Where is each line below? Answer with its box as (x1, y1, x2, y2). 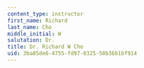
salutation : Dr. (7, 37, 55, 44)
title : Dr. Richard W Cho (7, 43, 83, 50)
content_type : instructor (7, 10, 83, 18)
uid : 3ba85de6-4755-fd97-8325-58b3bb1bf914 (7, 50, 138, 57)
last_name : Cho (7, 23, 52, 30)
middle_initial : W (7, 30, 61, 38)
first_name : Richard (7, 17, 68, 24)
